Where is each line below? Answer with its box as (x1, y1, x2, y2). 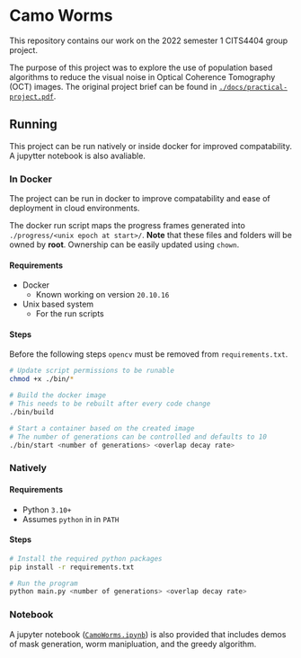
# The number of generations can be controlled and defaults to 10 (9, 432, 268, 441)
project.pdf (9, 92, 54, 102)
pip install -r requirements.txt (9, 563, 135, 572)
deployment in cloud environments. (9, 203, 140, 214)
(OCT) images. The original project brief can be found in (9, 81, 217, 92)
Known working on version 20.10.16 (35, 289, 170, 300)
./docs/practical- (218, 83, 288, 92)
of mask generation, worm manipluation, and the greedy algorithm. (9, 638, 257, 649)
